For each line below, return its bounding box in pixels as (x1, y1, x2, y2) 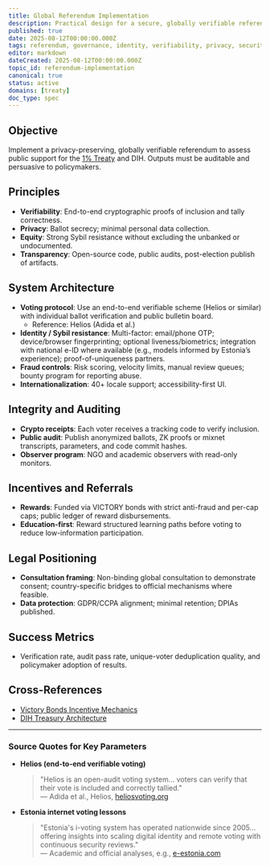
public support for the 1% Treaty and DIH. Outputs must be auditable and (8, 153, 250, 163)
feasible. (19, 590, 49, 599)
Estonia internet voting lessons (19, 807, 127, 817)
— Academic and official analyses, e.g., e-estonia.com (39, 848, 221, 858)
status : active (8, 79, 59, 87)
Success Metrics (8, 630, 95, 643)
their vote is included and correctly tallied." (39, 783, 182, 793)
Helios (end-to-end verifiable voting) (19, 759, 146, 769)
